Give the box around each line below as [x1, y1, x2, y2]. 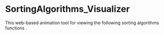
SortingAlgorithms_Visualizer [5, 3, 130, 15]
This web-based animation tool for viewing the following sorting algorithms [5, 20, 160, 26]
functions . [5, 25, 27, 31]
